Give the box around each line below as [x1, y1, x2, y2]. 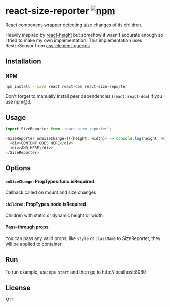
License [5, 283, 31, 292]
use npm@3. [5, 98, 32, 105]
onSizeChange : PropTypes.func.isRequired [5, 178, 94, 184]
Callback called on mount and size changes [5, 189, 96, 195]
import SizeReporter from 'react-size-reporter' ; [5, 127, 112, 132]
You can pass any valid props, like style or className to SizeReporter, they [5, 235, 161, 241]
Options [5, 164, 31, 173]
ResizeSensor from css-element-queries [5, 42, 90, 48]
